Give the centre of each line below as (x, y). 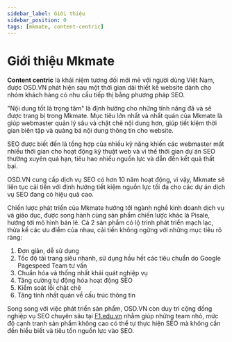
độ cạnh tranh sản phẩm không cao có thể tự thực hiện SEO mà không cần (114, 323)
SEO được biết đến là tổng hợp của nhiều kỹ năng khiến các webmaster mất (116, 144)
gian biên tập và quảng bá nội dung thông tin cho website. (90, 131)
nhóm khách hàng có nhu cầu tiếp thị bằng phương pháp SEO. (96, 95)
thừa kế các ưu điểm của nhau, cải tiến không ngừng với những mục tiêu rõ (115, 230)
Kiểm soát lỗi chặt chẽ (49, 288)
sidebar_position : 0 (37, 20)
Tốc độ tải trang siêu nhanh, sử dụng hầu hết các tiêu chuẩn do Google (119, 259)
